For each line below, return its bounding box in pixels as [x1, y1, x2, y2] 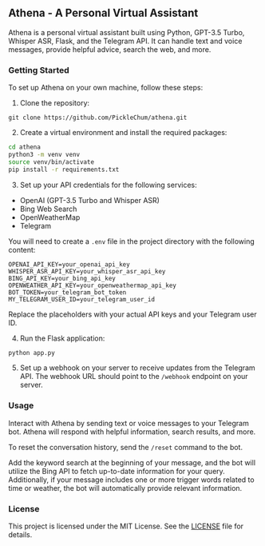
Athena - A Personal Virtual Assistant [8, 6, 199, 20]
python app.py [8, 349, 56, 357]
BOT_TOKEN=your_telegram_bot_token [8, 288, 127, 297]
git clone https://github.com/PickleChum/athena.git [8, 114, 188, 122]
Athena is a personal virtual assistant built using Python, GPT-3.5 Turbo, [8, 27, 245, 37]
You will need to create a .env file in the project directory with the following [8, 236, 255, 246]
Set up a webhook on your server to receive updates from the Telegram [19, 363, 255, 373]
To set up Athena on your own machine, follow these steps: [8, 83, 204, 93]
